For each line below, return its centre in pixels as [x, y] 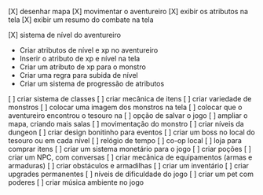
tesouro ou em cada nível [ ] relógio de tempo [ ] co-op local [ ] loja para [125, 140]
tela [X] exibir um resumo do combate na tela [81, 20]
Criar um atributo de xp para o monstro [83, 67]
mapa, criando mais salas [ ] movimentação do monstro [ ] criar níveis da [126, 124]
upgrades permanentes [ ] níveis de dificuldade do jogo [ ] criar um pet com [131, 174]
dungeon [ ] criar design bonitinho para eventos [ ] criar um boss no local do [131, 132]
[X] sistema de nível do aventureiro [65, 35]
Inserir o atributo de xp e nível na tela [80, 59]
